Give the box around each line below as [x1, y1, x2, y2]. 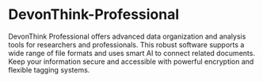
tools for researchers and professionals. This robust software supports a [8, 39, 245, 49]
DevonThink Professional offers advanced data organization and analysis [8, 32, 246, 41]
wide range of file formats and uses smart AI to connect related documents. [8, 48, 256, 58]
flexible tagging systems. [8, 65, 90, 74]
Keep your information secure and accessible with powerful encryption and [8, 57, 254, 66]
